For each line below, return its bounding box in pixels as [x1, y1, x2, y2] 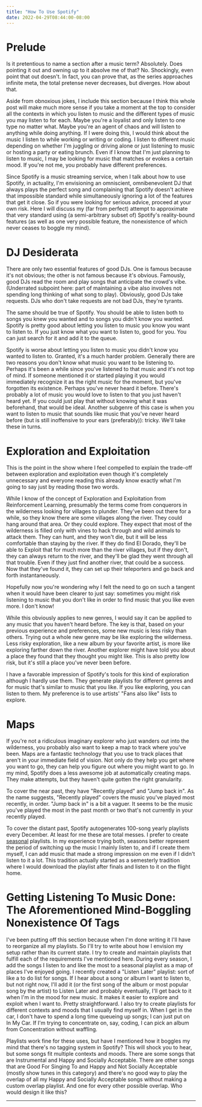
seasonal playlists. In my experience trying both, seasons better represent [6, 838, 190, 845]
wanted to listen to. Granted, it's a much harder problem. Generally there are [6, 353, 195, 360]
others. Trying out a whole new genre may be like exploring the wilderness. [6, 634, 192, 641]
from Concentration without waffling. [6, 1026, 98, 1033]
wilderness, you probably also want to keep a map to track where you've [6, 744, 186, 751]
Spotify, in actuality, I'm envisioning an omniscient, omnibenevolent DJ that [6, 179, 192, 187]
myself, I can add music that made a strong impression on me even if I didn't [6, 850, 195, 858]
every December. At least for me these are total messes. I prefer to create [6, 831, 188, 838]
